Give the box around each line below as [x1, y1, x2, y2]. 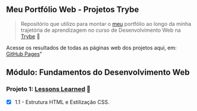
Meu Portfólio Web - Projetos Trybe [6, 5, 139, 15]
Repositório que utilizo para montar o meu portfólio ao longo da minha [20, 20, 192, 27]
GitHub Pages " [6, 50, 43, 58]
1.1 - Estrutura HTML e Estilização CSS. [14, 98, 109, 105]
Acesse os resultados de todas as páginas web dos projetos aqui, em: [6, 44, 177, 51]
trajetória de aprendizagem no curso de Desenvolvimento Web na [20, 26, 182, 33]
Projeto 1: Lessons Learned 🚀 [6, 85, 91, 93]
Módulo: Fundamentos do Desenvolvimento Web [6, 68, 190, 78]
